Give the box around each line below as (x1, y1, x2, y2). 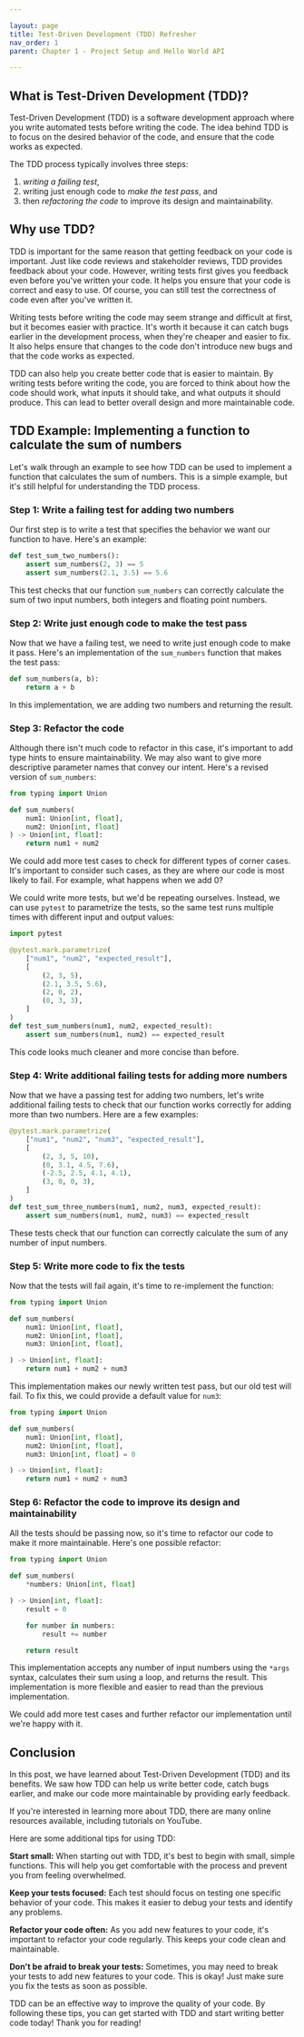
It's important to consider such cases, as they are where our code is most (9, 865, 285, 876)
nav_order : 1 (9, 38, 59, 47)
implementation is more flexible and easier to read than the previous (9, 1681, 264, 1693)
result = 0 (25, 1604, 67, 1614)
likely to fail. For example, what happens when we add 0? (9, 875, 224, 886)
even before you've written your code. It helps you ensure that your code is (9, 274, 291, 286)
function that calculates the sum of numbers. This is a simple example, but (9, 471, 288, 482)
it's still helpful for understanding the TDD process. (9, 480, 201, 491)
